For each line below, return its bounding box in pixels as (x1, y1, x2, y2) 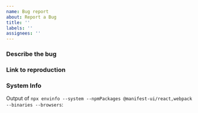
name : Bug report (6, 8, 49, 15)
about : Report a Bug (6, 14, 57, 20)
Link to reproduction (6, 65, 66, 74)
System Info (6, 81, 42, 89)
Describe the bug (6, 50, 57, 58)
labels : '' (6, 25, 33, 31)
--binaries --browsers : (6, 101, 64, 108)
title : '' (6, 19, 31, 25)
